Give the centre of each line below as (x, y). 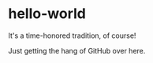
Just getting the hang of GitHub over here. (77, 50)
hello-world (47, 14)
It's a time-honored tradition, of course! (72, 35)
